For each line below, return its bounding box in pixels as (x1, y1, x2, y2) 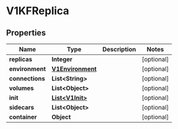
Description (102, 46, 136, 53)
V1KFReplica (6, 4, 70, 18)
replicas (9, 55, 33, 63)
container (9, 113, 37, 121)
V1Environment (51, 65, 97, 73)
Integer (51, 55, 73, 63)
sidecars (9, 104, 34, 111)
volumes (9, 84, 34, 92)
